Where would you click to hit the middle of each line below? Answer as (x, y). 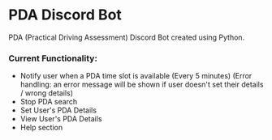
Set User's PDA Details (58, 110)
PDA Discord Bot (65, 15)
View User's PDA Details (61, 119)
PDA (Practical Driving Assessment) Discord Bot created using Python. (127, 37)
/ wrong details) (46, 93)
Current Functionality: (53, 58)
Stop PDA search (49, 102)
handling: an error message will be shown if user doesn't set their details (142, 85)
